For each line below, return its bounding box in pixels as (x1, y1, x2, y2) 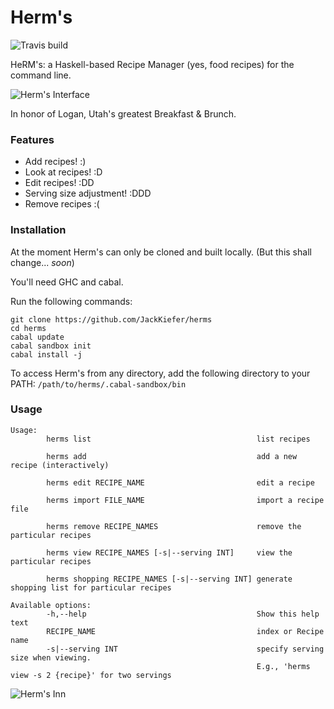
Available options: (10, 600, 92, 610)
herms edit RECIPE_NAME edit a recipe (46, 477, 315, 488)
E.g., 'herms (256, 661, 311, 671)
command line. (10, 69, 72, 81)
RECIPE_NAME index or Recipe (46, 626, 325, 636)
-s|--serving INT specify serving (46, 644, 325, 654)
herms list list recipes (46, 434, 311, 444)
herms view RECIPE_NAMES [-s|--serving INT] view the (46, 547, 293, 558)
